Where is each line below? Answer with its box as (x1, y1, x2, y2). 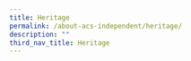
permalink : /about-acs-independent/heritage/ (9, 22, 182, 30)
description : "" (9, 30, 70, 39)
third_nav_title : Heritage (9, 38, 110, 48)
